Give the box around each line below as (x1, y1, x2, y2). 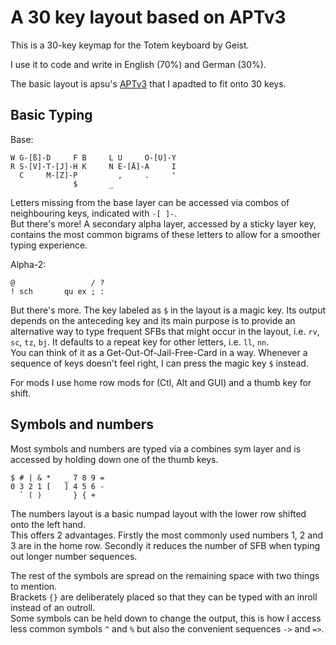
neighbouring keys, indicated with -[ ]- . (10, 207, 178, 219)
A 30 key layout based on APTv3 (10, 6, 287, 29)
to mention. (10, 580, 58, 592)
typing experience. (10, 239, 88, 251)
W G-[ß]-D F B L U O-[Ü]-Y (10, 152, 177, 163)
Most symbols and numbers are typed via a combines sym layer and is (10, 442, 302, 455)
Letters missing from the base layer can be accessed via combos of (10, 196, 290, 208)
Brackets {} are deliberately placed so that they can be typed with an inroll (10, 591, 318, 603)
